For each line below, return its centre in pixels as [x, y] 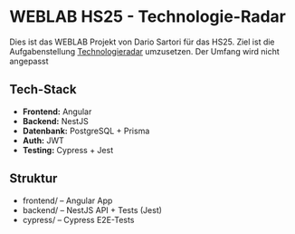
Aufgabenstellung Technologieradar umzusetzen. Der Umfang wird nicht [145, 51]
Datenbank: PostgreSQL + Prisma [86, 131]
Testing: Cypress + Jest [68, 150]
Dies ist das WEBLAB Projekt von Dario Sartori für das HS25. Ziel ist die [142, 42]
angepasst [29, 61]
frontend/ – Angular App [67, 200]
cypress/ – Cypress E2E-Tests [78, 219]
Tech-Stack [43, 89]
